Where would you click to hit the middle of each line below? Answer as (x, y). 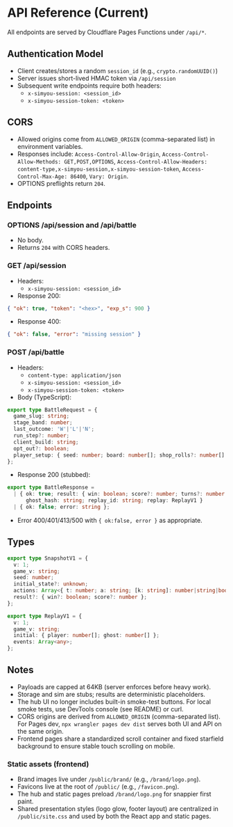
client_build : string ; (46, 442)
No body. (30, 240)
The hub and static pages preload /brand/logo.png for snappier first (114, 794)
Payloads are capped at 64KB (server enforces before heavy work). (114, 686)
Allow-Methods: (39, 162)
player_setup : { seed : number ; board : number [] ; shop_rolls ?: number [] (119, 455)
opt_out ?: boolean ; (42, 448)
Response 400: (39, 322)
